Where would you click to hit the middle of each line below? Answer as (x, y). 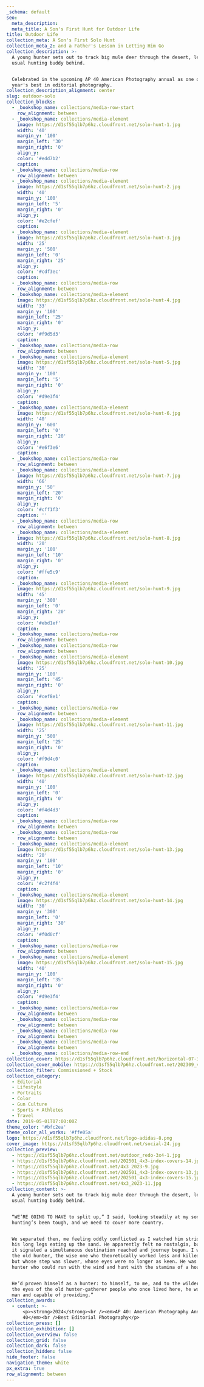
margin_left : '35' (40, 979)
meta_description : (35, 23)
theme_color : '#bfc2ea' (36, 1127)
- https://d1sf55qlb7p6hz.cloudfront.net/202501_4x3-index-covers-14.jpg (107, 1161)
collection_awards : (31, 1301)
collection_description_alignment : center (61, 91)
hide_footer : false (31, 1357)
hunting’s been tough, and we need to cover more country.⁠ (88, 1223)
